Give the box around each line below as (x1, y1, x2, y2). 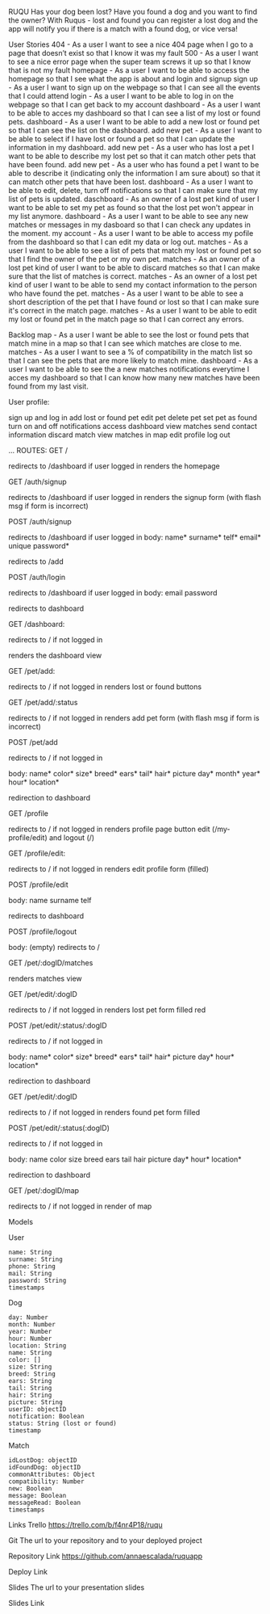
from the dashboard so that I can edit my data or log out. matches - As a (8, 237, 248, 246)
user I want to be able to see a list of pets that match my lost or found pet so (8, 246, 262, 255)
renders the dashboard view (8, 650, 102, 660)
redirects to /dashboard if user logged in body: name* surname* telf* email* (8, 532, 262, 542)
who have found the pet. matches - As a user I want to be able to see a (8, 288, 244, 298)
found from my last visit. (8, 381, 89, 391)
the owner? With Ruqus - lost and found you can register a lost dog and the (8, 15, 259, 25)
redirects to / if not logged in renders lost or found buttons (8, 682, 202, 691)
